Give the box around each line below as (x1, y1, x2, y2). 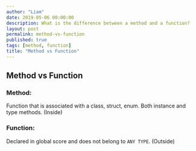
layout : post (6, 25, 39, 32)
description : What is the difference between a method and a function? (6, 20, 190, 26)
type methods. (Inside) (6, 109, 63, 116)
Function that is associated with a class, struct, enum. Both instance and (6, 102, 186, 109)
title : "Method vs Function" (6, 48, 80, 54)
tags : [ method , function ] (6, 43, 71, 49)
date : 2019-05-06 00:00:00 (6, 14, 74, 21)
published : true (6, 37, 47, 43)
